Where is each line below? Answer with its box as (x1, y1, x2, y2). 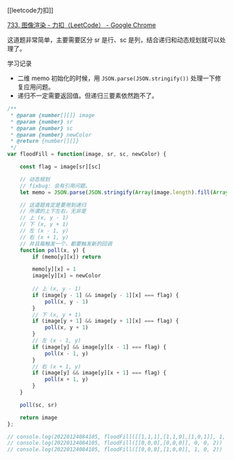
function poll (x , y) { (19, 247, 86, 254)
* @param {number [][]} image (10, 112, 95, 118)
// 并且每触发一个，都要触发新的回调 (19, 240, 113, 247)
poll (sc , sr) (19, 401, 58, 408)
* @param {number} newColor (10, 131, 92, 138)
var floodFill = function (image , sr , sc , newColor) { (7, 151, 167, 158)
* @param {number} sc (10, 125, 73, 132)
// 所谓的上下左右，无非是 (19, 208, 86, 215)
